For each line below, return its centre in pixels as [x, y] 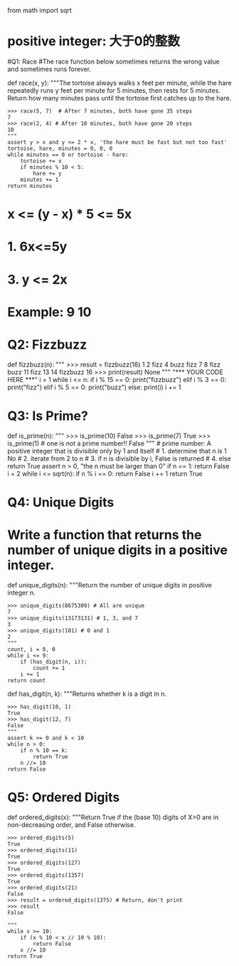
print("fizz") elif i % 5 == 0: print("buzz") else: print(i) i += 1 [94, 387]
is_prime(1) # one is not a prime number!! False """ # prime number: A [110, 443]
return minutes [30, 186]
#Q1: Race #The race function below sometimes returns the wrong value [113, 61]
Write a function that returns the [105, 535]
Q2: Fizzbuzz [47, 344]
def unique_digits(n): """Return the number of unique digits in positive [110, 585]
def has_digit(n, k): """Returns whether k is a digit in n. [87, 694]
